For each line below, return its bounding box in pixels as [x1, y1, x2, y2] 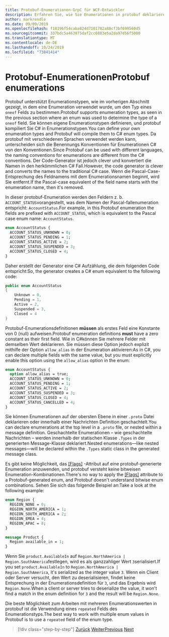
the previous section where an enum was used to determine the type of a [5, 114, 157, 121]
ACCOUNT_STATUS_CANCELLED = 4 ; [10, 399, 75, 405]
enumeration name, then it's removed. [5, 185, 84, 191]
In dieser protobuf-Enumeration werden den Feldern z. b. [5, 194, 124, 200]
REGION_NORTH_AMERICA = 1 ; [10, 507, 66, 512]
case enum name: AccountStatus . [5, 215, 74, 222]
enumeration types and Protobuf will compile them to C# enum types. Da [5, 131, 156, 137]
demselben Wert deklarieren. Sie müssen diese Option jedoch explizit [5, 341, 149, 347]
